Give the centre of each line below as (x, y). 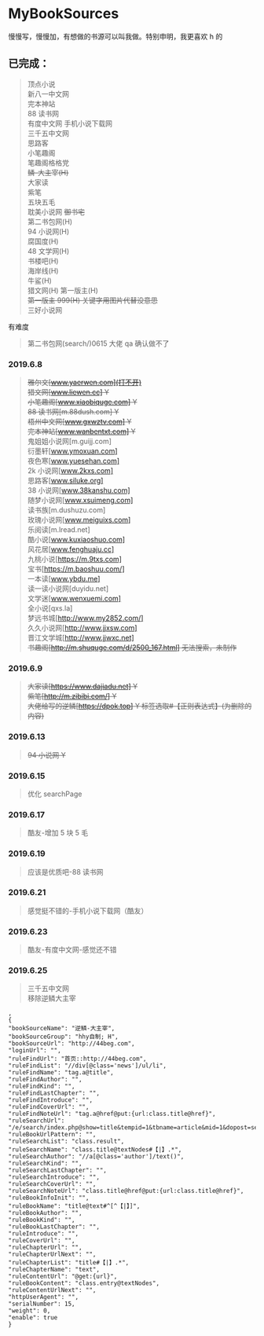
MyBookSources (64, 14)
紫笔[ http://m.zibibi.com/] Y (72, 696)
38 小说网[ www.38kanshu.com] (79, 490)
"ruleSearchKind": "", (45, 1164)
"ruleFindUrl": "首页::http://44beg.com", (77, 1059)
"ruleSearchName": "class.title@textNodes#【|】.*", (95, 1150)
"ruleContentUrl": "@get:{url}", (63, 1277)
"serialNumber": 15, (42, 1304)
